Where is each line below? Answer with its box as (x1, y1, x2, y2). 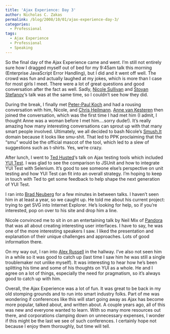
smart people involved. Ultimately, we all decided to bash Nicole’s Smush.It (5, 128, 162, 135)
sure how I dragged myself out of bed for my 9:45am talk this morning (5, 64, 152, 71)
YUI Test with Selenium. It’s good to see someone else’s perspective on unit (5, 165, 163, 171)
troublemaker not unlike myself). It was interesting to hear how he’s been (5, 259, 157, 265)
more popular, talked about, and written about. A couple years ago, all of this (5, 302, 166, 308)
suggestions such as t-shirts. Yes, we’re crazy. (5, 144, 103, 150)
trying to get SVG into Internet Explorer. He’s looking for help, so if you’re (5, 202, 157, 208)
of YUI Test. (5, 181, 30, 187)
